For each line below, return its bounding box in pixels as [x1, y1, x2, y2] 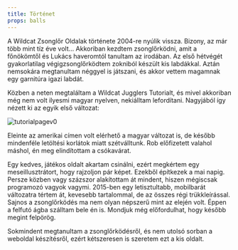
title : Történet [7, 10, 55, 18]
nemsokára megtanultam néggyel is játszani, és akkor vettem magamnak [7, 67, 220, 75]
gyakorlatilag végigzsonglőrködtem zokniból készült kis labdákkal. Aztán [7, 59, 220, 68]
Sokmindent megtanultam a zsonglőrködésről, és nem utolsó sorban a [7, 226, 213, 235]
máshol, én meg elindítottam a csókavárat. [7, 146, 131, 155]
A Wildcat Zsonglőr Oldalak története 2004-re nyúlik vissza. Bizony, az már [7, 36, 227, 45]
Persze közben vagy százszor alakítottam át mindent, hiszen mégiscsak [7, 175, 218, 184]
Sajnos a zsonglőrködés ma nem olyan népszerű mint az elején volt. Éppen [7, 197, 227, 207]
